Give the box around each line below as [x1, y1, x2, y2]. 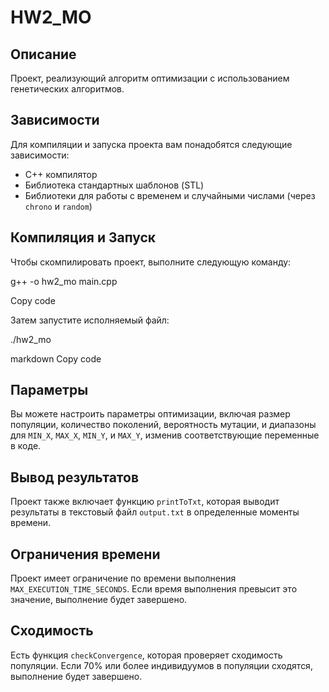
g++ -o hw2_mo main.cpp [10, 275, 118, 287]
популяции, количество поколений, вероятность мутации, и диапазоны [10, 419, 317, 431]
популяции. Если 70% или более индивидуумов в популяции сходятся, [10, 659, 313, 671]
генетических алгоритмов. [10, 83, 125, 95]
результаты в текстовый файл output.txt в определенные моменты [10, 506, 300, 518]
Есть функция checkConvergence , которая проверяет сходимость [10, 649, 283, 661]
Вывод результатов [10, 469, 140, 486]
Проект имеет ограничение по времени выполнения [10, 572, 237, 585]
